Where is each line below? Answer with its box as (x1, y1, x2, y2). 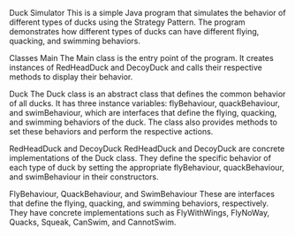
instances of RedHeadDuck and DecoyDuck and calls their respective (9, 62, 262, 72)
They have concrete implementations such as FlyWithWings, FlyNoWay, (9, 208, 270, 217)
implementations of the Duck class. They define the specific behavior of (9, 153, 272, 163)
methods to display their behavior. (9, 72, 133, 82)
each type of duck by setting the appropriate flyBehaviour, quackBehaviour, (9, 163, 285, 172)
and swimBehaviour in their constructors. (9, 171, 159, 182)
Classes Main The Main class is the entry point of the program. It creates (9, 53, 274, 63)
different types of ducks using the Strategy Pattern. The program (9, 17, 246, 27)
